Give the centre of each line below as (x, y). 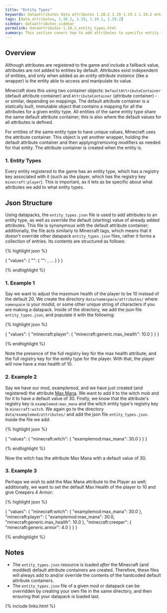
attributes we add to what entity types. (45, 187)
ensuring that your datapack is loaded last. (56, 596)
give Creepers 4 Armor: (29, 492)
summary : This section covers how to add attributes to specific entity (82, 33)
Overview (21, 53)
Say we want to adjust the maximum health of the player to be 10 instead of (82, 294)
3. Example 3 (21, 471)
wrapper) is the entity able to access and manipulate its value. (69, 81)
